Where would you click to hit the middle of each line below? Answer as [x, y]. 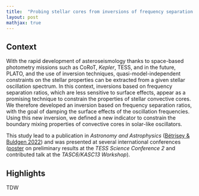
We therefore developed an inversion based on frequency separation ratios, [99, 105]
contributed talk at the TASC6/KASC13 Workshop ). [68, 154]
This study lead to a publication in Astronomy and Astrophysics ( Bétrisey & [98, 136]
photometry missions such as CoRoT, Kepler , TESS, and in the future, [91, 67]
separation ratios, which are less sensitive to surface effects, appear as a [96, 93]
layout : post [22, 17]
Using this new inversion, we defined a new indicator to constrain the [91, 118]
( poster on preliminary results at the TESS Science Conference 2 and [91, 148]
